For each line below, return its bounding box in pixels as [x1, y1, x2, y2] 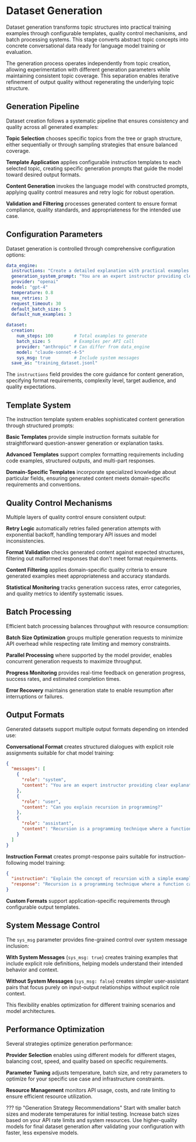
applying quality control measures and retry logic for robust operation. [6, 189, 175, 196]
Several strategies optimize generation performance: [6, 1040, 133, 1047]
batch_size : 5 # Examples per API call [16, 338, 134, 344]
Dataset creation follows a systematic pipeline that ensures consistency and [6, 117, 188, 124]
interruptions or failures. [6, 693, 64, 700]
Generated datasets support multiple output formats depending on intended [6, 725, 188, 732]
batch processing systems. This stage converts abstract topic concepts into [6, 36, 188, 43]
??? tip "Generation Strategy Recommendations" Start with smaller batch [6, 1104, 181, 1111]
